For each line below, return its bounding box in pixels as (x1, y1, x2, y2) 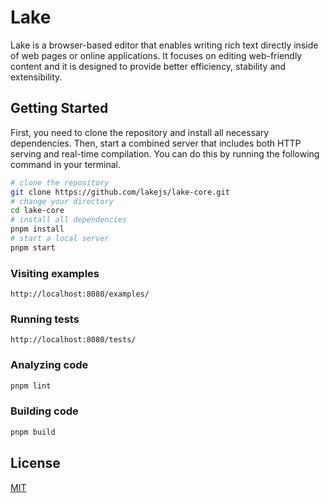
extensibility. (10, 71, 63, 83)
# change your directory (10, 196, 114, 206)
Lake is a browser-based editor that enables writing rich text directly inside (10, 39, 319, 51)
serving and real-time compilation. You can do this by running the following (10, 147, 320, 160)
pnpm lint (10, 381, 52, 391)
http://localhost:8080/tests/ (10, 335, 137, 345)
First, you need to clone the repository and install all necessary (10, 126, 270, 138)
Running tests (10, 312, 80, 326)
